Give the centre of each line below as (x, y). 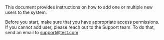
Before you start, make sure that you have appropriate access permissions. (82, 22)
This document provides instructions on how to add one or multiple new (79, 7)
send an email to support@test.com (42, 32)
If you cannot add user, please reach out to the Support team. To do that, (80, 27)
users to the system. (26, 12)
